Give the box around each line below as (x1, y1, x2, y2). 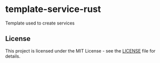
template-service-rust (5, 3, 101, 15)
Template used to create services (5, 20, 75, 26)
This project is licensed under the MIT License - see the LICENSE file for (5, 47, 155, 53)
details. (5, 53, 21, 59)
